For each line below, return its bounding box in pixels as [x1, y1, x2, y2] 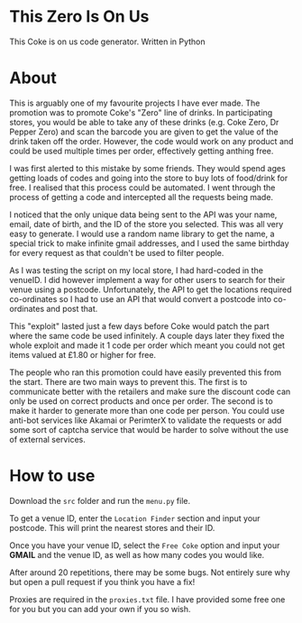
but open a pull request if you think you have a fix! [9, 576, 196, 587]
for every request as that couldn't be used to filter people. [9, 247, 224, 258]
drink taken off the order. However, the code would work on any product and [9, 135, 294, 146]
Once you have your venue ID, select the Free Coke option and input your [9, 539, 280, 551]
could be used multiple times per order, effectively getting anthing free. [9, 145, 274, 156]
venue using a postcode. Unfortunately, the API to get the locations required [9, 284, 292, 295]
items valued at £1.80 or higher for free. [9, 349, 156, 360]
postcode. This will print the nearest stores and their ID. [9, 522, 215, 533]
